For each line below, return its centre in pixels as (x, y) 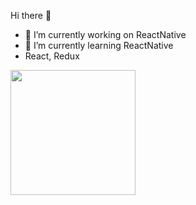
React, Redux (52, 56)
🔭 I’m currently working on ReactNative (105, 34)
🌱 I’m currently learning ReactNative (99, 45)
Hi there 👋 (31, 15)
